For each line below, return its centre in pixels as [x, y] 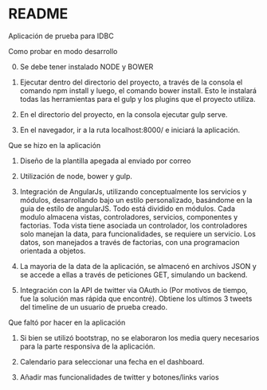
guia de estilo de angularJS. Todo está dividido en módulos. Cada [127, 209]
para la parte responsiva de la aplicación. [87, 346]
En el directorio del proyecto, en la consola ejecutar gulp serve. [124, 114]
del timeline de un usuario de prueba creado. [94, 306]
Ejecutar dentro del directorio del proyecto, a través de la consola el [131, 82]
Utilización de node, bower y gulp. [76, 176]
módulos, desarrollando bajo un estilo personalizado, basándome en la [136, 200]
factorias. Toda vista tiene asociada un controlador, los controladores [133, 225]
